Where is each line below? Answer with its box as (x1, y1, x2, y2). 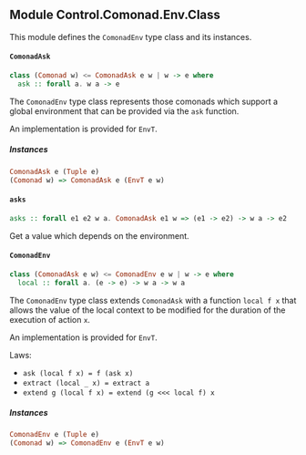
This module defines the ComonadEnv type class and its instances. (9, 31, 252, 42)
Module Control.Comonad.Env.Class (9, 7, 221, 23)
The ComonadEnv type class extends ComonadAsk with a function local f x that (9, 295, 297, 305)
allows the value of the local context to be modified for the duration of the (9, 305, 286, 315)
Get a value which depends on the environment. (9, 230, 189, 241)
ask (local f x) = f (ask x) (22, 368, 134, 377)
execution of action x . (9, 314, 91, 325)
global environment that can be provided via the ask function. (9, 105, 240, 117)
